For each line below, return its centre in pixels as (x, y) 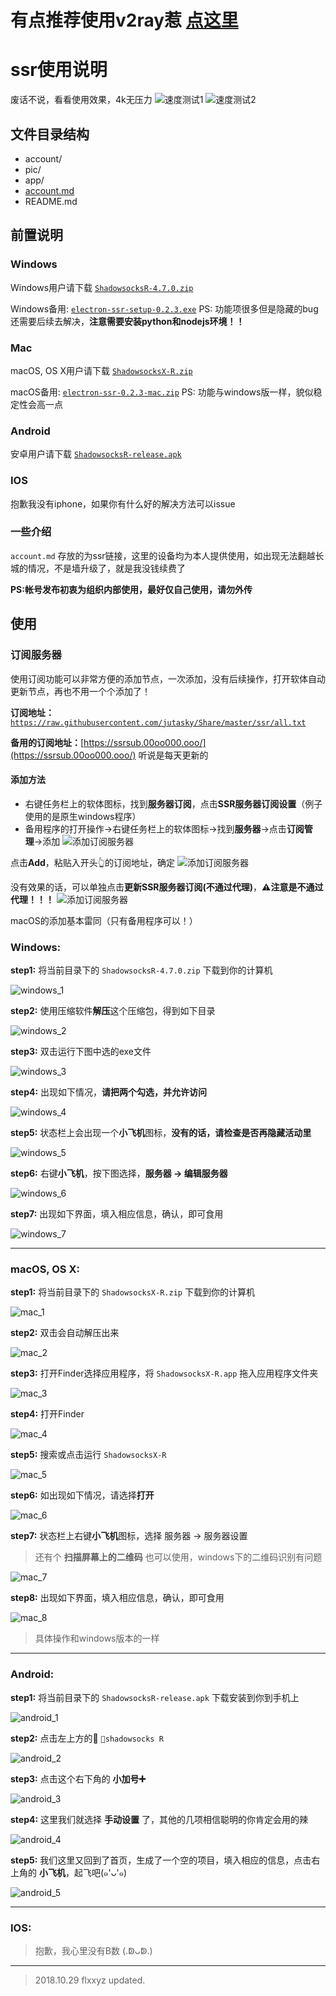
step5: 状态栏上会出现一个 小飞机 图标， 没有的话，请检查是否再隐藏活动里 (161, 1132)
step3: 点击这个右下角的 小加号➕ (78, 1778)
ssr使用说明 (59, 70)
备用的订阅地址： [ (47, 742)
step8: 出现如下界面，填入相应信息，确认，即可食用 (117, 1598)
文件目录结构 (50, 134)
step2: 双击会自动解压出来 (65, 1333)
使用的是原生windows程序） (83, 816)
